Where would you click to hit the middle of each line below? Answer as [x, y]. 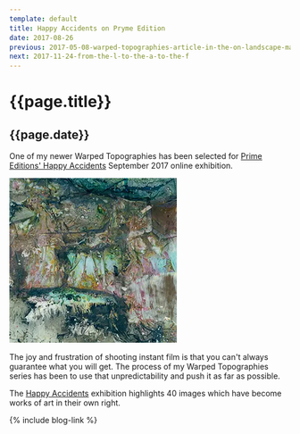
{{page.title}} [60, 102]
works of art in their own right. [65, 403]
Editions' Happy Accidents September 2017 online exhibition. [121, 166]
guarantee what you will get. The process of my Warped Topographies [139, 367]
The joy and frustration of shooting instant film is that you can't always [139, 357]
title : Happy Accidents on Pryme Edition [87, 28]
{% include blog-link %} [54, 421]
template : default [43, 19]
